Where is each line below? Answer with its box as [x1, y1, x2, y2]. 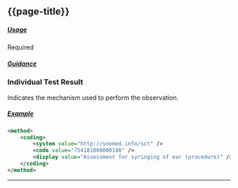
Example [7, 110, 34, 118]
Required [7, 43, 34, 52]
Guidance [7, 59, 37, 68]
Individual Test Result [7, 77, 84, 87]
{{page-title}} [7, 6, 70, 18]
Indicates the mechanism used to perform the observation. [7, 93, 179, 102]
